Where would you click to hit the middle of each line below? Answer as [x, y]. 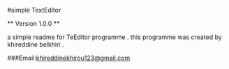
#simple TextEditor [34, 10]
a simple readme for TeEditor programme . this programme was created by [114, 37]
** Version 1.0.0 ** [34, 23]
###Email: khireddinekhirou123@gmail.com [69, 58]
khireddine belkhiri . [36, 44]
